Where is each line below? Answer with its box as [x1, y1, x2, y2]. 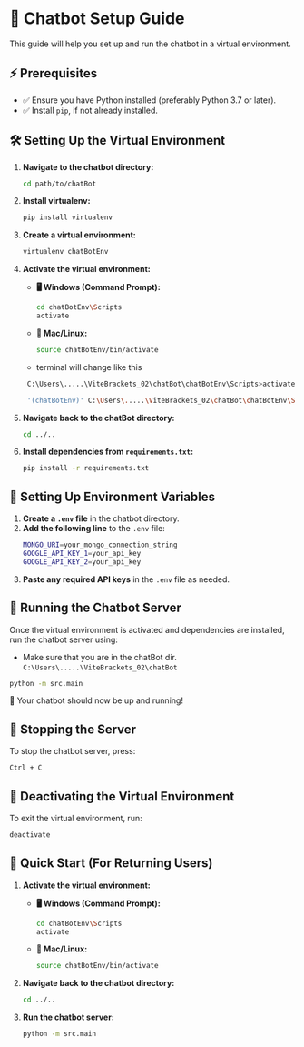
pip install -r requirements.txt [22, 464, 150, 473]
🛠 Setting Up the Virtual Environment [9, 133, 226, 148]
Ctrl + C [9, 763, 43, 772]
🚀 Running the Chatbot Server [9, 600, 181, 616]
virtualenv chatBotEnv [22, 247, 109, 257]
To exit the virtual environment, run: [9, 812, 142, 823]
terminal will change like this [35, 361, 142, 372]
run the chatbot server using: [9, 634, 118, 645]
